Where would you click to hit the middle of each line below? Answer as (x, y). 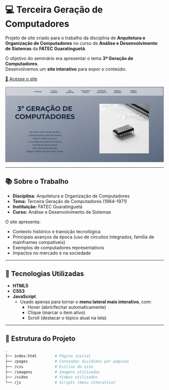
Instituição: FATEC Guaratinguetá (48, 207)
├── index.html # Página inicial (48, 356)
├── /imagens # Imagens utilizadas (53, 372)
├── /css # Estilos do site (49, 367)
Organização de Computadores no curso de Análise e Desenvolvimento (81, 43)
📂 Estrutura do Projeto (40, 338)
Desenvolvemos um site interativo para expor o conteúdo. (66, 69)
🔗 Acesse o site (21, 79)
